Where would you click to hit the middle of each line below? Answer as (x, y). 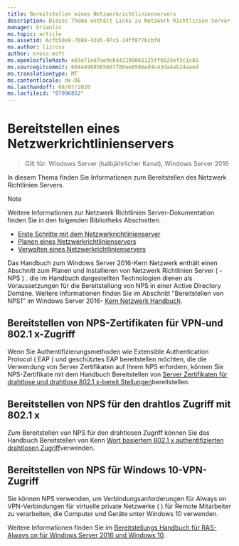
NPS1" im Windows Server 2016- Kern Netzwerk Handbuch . (95, 301)
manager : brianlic (34, 27)
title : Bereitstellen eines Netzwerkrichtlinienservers (92, 14)
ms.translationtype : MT (43, 73)
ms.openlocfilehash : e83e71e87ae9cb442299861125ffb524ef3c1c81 (103, 61)
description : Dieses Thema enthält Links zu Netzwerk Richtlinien (108, 21)
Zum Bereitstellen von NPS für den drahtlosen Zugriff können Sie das (108, 433)
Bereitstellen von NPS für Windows (87, 470)
